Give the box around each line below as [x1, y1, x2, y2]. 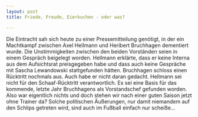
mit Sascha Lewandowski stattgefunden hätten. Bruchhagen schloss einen [6, 66, 187, 73]
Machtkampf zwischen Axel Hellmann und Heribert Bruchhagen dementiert [6, 42, 189, 49]
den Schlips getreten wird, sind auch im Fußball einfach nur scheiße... [6, 104, 176, 111]
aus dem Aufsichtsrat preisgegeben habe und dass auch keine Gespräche [6, 60, 186, 68]
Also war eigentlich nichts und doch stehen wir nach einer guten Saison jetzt [6, 92, 192, 99]
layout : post [6, 8, 38, 15]
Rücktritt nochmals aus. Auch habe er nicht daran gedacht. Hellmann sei [6, 73, 182, 80]
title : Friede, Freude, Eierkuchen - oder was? [6, 14, 126, 20]
